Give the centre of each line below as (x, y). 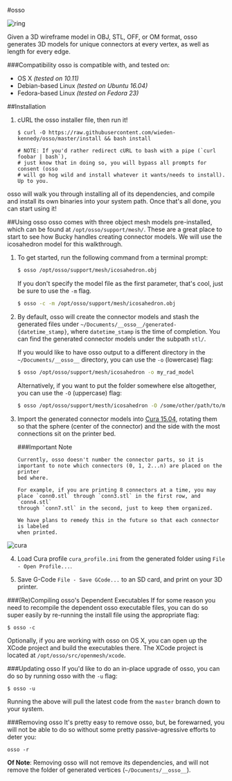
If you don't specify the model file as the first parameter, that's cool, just (120, 283)
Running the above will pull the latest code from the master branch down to (114, 701)
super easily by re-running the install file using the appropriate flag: (103, 615)
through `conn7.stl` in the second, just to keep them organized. (115, 508)
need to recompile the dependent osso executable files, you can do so (108, 607)
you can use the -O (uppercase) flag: (70, 393)
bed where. (33, 478)
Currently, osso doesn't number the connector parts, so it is (110, 460)
